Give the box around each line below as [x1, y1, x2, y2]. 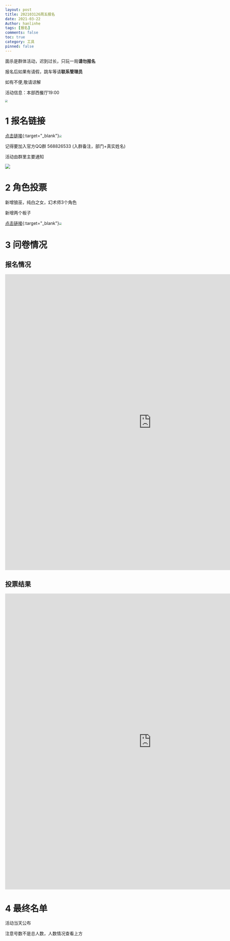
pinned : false [5, 44, 34, 49]
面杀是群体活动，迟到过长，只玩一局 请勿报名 [5, 58, 96, 64]
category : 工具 [5, 39, 35, 44]
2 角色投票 [5, 182, 48, 193]
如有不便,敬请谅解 [5, 79, 41, 85]
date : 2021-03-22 [5, 16, 41, 21]
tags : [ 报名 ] [5, 26, 30, 31]
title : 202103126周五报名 [5, 12, 56, 17]
